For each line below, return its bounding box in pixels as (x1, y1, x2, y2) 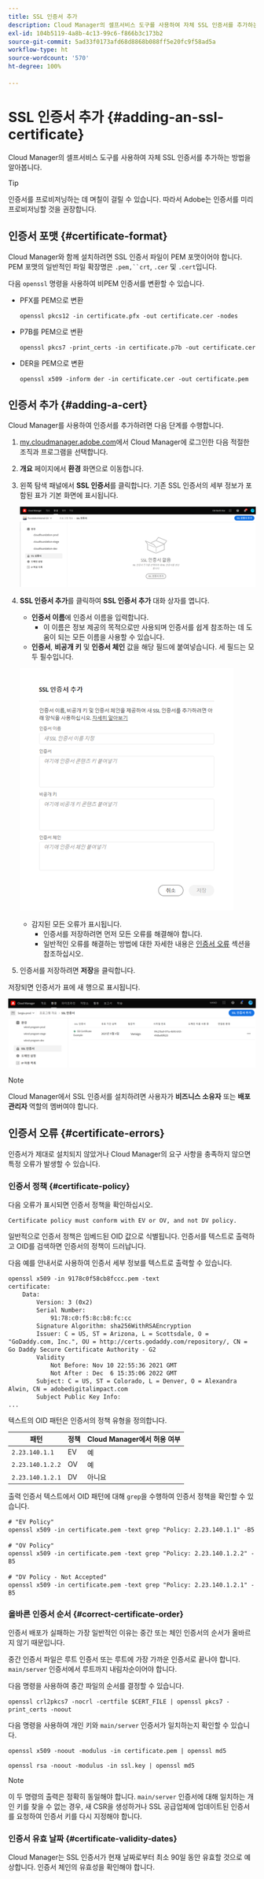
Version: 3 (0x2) (36, 1298, 93, 1306)
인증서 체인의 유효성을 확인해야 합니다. (37, 1862, 156, 1872)
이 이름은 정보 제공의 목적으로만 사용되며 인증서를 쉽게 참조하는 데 (42, 622, 245, 632)
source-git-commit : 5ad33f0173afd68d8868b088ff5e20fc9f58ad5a (8, 38, 216, 46)
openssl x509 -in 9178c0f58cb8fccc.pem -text (8, 1275, 159, 1283)
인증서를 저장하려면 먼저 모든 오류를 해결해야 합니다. (42, 930, 203, 939)
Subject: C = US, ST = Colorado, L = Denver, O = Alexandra (36, 1377, 237, 1385)
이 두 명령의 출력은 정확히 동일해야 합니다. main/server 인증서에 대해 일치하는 (8, 1792, 246, 1801)
